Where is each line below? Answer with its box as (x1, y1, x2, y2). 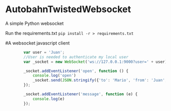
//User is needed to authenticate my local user (23, 54, 129, 59)
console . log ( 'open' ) (32, 73, 76, 78)
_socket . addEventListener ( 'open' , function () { (23, 68, 129, 73)
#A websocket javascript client (5, 40, 70, 46)
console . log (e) (32, 96, 65, 101)
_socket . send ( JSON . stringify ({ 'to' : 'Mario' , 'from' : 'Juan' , (32, 78, 167, 83)
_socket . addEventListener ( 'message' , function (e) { (23, 92, 138, 97)
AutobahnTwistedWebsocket (5, 4, 131, 15)
